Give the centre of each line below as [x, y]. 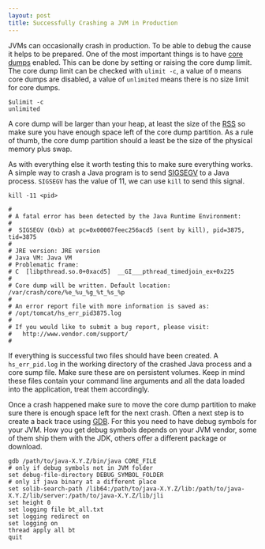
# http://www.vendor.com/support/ [68, 334]
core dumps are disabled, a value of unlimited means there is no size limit [129, 79]
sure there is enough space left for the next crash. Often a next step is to [126, 413]
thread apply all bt [42, 530]
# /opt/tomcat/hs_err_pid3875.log [65, 313]
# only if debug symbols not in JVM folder [81, 468]
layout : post [30, 15]
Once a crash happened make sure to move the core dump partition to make [132, 404]
